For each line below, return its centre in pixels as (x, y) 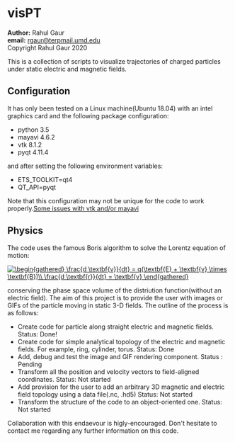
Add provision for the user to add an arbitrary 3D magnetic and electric (121, 387)
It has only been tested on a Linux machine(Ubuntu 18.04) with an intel (110, 108)
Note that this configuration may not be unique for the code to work (106, 200)
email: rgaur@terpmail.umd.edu (54, 40)
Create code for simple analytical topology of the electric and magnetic (121, 341)
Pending (30, 364)
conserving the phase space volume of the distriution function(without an (114, 290)
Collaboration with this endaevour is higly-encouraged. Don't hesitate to (112, 423)
